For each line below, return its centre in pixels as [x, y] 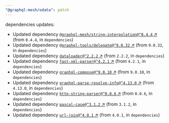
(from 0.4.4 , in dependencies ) [43, 39]
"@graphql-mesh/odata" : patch [37, 10]
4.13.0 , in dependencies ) [38, 88]
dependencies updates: [30, 24]
